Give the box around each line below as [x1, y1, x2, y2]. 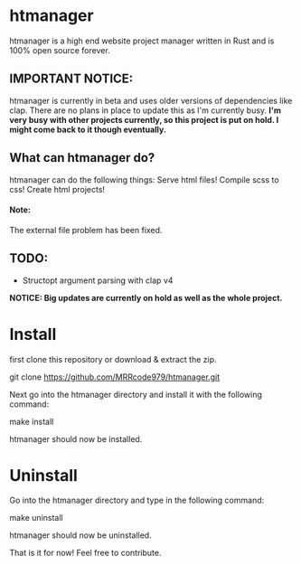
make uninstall [9, 513, 63, 523]
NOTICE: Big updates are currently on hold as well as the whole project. [9, 292, 283, 303]
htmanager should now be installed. [9, 433, 143, 444]
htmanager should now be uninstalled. [9, 530, 152, 541]
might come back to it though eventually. [9, 124, 167, 135]
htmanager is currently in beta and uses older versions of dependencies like [9, 95, 293, 106]
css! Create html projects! [9, 184, 106, 194]
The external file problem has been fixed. [9, 224, 163, 235]
